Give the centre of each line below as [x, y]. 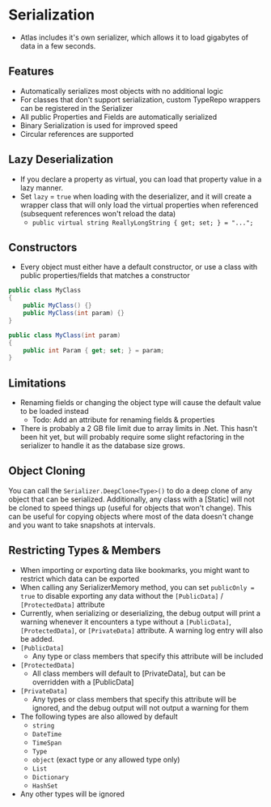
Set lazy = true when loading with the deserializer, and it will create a [136, 196]
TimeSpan [47, 743]
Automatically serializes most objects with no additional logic [122, 91]
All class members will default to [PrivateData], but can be [129, 673]
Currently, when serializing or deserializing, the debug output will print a [140, 613]
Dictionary [51, 777]
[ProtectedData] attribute [62, 604]
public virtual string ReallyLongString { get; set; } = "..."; [143, 223]
